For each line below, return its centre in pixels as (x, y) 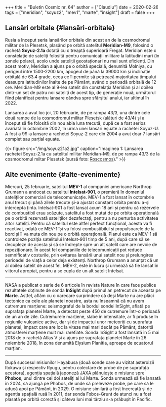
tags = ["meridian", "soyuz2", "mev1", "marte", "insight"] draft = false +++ (80, 12)
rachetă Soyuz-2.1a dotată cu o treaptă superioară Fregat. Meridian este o (81, 50)
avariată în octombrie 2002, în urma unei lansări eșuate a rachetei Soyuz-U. (82, 128)
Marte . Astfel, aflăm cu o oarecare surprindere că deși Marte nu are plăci (80, 295)
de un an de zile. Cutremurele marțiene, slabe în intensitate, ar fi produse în (82, 316)
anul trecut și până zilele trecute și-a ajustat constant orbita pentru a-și (77, 202)
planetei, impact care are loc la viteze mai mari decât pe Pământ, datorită (79, 327)
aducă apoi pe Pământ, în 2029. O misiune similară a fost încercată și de (79, 389)
